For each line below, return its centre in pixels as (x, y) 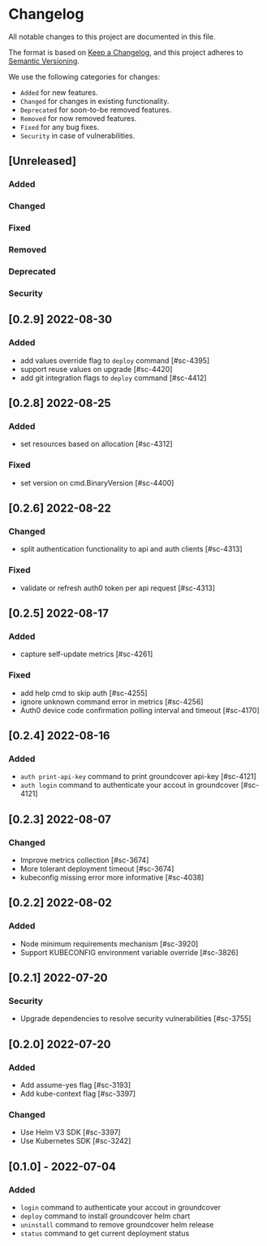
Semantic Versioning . (44, 61)
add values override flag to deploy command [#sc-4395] (115, 360)
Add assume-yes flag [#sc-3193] (75, 1084)
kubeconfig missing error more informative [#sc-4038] (112, 877)
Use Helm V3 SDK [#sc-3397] (70, 1132)
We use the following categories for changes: (84, 76)
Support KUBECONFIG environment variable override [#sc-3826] (129, 952)
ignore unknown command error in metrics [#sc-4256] (112, 701)
